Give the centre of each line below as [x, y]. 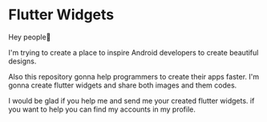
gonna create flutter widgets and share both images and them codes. [123, 85]
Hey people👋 [30, 37]
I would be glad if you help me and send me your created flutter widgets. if [131, 100]
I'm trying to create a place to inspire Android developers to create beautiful [133, 52]
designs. [22, 61]
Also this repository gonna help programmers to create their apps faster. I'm [133, 76]
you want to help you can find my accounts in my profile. [102, 109]
